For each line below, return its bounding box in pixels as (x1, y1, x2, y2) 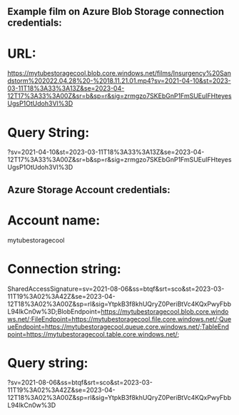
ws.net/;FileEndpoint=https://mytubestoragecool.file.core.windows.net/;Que (7, 314, 232, 323)
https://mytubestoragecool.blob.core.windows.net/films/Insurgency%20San (7, 69, 232, 78)
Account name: (7, 212, 101, 228)
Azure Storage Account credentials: (7, 183, 171, 195)
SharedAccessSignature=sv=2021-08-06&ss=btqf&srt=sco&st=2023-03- (7, 285, 225, 293)
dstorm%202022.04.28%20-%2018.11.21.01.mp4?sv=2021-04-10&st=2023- (7, 76, 231, 85)
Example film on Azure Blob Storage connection (7, 6, 225, 18)
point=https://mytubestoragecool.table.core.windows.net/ (7, 329, 178, 338)
